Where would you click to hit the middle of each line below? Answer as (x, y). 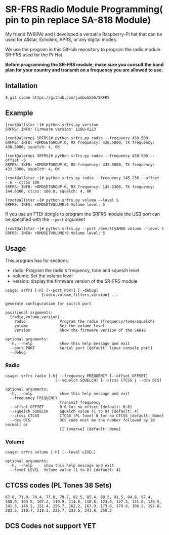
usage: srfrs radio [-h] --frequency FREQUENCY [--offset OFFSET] (77, 376)
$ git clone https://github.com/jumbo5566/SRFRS (57, 97)
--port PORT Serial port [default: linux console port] (81, 348)
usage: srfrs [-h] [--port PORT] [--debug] (52, 291)
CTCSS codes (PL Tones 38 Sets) (59, 486)
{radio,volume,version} (35, 317)
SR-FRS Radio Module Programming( (84, 9)
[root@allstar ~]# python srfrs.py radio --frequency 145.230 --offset (82, 178)
